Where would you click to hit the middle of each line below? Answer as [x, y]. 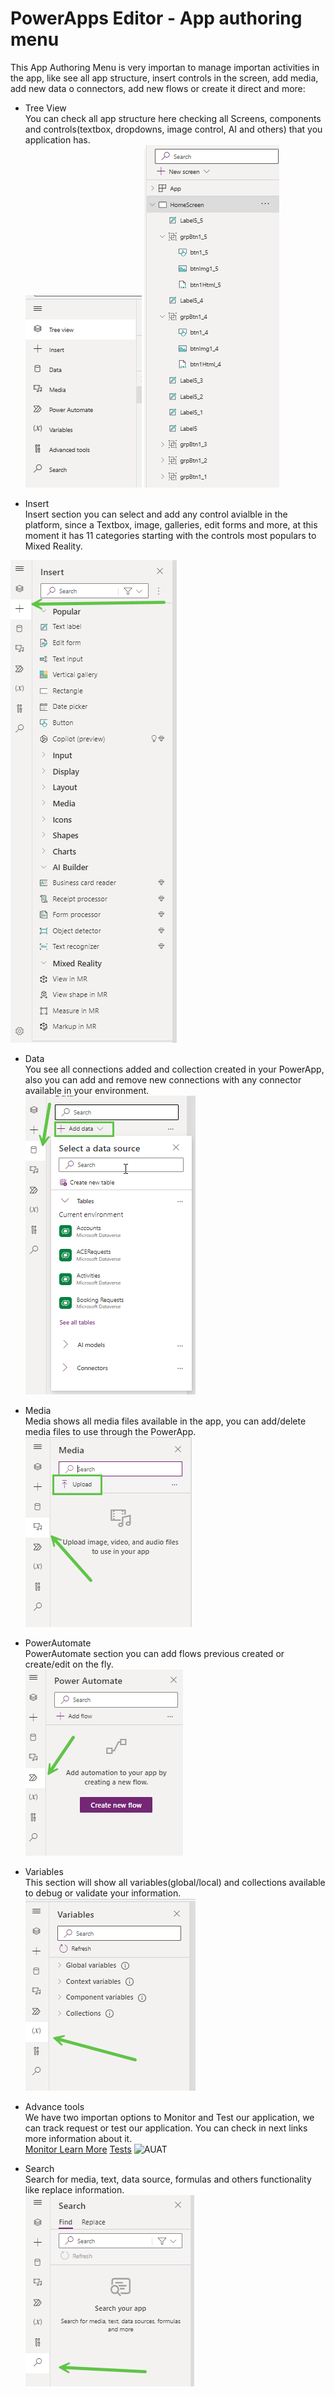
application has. [57, 139]
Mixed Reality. [53, 546]
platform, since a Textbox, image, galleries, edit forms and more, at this [171, 524]
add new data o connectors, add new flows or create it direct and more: [158, 88]
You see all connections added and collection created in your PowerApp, [174, 1069]
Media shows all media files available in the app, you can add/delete [165, 1421]
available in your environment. [87, 1090]
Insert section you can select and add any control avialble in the [156, 514]
